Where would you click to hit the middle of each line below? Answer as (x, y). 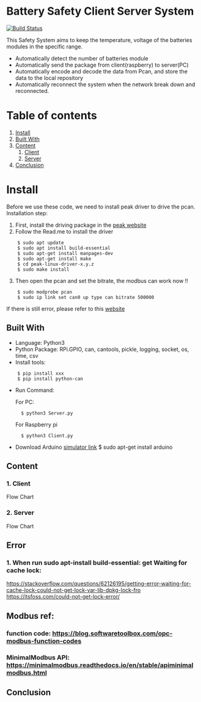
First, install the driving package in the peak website (81, 225)
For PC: (25, 402)
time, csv (27, 355)
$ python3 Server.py (47, 413)
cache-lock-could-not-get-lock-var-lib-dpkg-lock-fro (74, 590)
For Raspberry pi (36, 424)
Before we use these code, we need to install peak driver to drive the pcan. (101, 207)
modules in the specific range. (45, 46)
